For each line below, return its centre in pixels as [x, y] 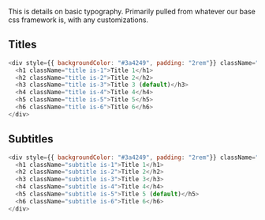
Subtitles [31, 139]
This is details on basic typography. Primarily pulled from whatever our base [132, 11]
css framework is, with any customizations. [78, 20]
